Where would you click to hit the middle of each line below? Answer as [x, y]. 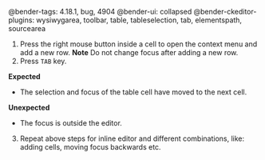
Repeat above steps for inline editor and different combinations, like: [132, 138]
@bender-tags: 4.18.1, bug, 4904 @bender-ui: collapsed [100, 12]
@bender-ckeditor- [225, 12]
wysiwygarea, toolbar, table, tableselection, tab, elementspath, [138, 20]
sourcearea [27, 28]
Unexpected [29, 108]
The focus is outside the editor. [71, 123]
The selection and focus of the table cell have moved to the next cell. [133, 92]
